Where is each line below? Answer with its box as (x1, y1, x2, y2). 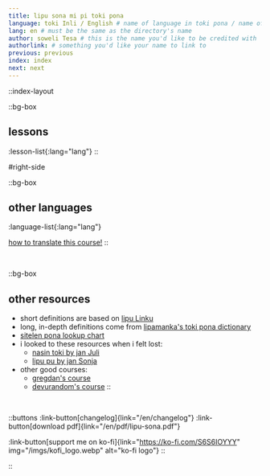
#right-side (8, 162, 46, 171)
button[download (8, 421, 66, 431)
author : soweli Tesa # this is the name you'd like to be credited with (8, 34, 257, 43)
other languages (8, 200, 92, 214)
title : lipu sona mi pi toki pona (8, 11, 125, 20)
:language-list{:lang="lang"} (8, 222, 102, 232)
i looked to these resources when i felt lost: (19, 339, 163, 349)
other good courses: (19, 365, 88, 375)
